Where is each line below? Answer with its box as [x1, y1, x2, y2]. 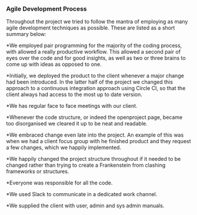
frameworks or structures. [6, 168, 69, 175]
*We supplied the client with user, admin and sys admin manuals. [6, 202, 165, 209]
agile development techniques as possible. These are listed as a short [6, 24, 175, 31]
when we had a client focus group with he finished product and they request [6, 138, 191, 145]
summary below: [6, 31, 47, 38]
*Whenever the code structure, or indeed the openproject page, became [6, 114, 183, 121]
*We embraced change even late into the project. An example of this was [6, 131, 184, 138]
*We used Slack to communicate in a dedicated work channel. [6, 191, 158, 198]
